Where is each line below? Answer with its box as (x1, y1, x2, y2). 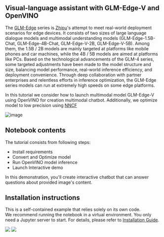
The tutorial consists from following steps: (5, 139, 91, 145)
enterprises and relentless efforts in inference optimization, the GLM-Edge (5, 77, 157, 83)
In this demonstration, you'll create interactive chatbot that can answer (5, 174, 149, 180)
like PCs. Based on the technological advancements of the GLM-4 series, (5, 56, 154, 62)
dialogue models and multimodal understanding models (5, 35, 119, 41)
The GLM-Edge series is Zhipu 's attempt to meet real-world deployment (5, 25, 152, 31)
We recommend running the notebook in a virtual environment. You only (5, 212, 152, 218)
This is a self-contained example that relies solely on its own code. (5, 206, 141, 212)
